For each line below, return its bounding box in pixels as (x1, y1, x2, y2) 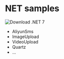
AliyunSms (12, 28, 34, 34)
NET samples (5, 3, 60, 14)
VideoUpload (12, 39, 39, 44)
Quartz (12, 44, 26, 50)
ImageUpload (12, 34, 39, 39)
